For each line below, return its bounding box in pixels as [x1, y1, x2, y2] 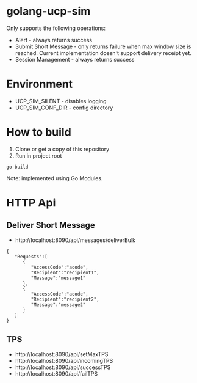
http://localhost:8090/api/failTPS [15, 370, 98, 377]
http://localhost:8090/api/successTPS [15, 363, 111, 371]
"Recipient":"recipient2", [30, 296, 99, 302]
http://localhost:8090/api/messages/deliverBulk [15, 236, 136, 244]
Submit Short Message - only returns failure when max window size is [15, 43, 192, 50]
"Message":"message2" [30, 301, 86, 308]
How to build [6, 125, 71, 139]
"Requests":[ [14, 254, 48, 260]
